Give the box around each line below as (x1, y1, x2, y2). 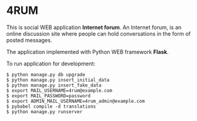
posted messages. (6, 36, 53, 44)
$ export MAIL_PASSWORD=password (6, 93, 91, 99)
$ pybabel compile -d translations (6, 103, 96, 110)
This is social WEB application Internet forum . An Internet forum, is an (6, 24, 182, 31)
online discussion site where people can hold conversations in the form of (6, 30, 191, 37)
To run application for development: (6, 60, 96, 67)
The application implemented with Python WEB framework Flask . (6, 48, 169, 55)
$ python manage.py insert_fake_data (6, 82, 102, 88)
